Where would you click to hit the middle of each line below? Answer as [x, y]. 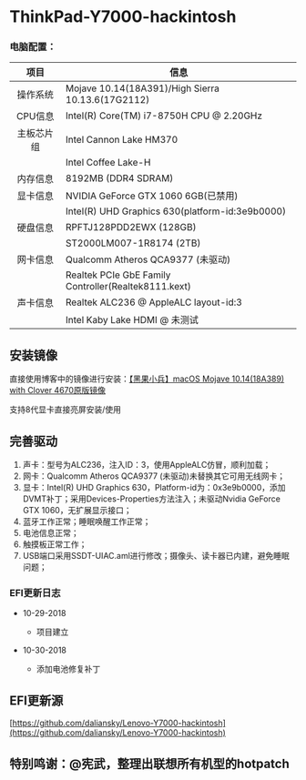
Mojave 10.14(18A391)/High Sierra [143, 88]
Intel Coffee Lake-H [108, 163]
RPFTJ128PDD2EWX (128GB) [131, 228]
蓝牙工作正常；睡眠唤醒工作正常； [87, 522]
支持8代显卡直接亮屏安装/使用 [65, 410]
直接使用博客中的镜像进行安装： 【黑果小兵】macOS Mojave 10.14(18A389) [147, 379]
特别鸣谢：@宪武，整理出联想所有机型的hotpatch [149, 763]
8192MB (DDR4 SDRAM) [119, 178]
